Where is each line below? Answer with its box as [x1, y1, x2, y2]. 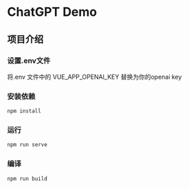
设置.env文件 [7, 56, 51, 66]
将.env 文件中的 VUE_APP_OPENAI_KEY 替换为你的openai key [7, 72, 182, 81]
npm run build [7, 175, 48, 182]
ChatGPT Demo [7, 4, 98, 20]
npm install [7, 108, 41, 115]
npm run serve [7, 141, 48, 148]
